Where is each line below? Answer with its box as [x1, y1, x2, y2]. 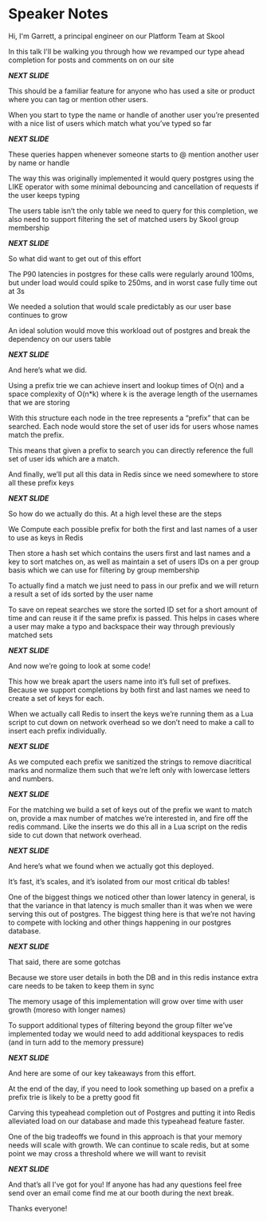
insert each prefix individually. [8, 726, 108, 735]
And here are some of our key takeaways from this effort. [8, 1068, 197, 1078]
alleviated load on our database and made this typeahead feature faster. [8, 1116, 245, 1126]
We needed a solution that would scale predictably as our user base [8, 301, 232, 311]
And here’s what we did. [8, 365, 88, 375]
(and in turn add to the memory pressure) [8, 1037, 144, 1047]
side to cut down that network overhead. [8, 830, 142, 839]
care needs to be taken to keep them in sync [8, 981, 155, 990]
